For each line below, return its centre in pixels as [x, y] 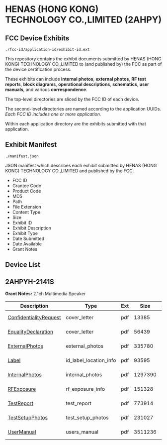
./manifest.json [22, 156]
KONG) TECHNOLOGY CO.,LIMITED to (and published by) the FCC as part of [83, 64]
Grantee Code [27, 186]
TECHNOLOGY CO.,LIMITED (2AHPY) [83, 20]
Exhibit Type [25, 233]
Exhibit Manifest [31, 145]
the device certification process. [38, 69]
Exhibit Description [32, 228]
